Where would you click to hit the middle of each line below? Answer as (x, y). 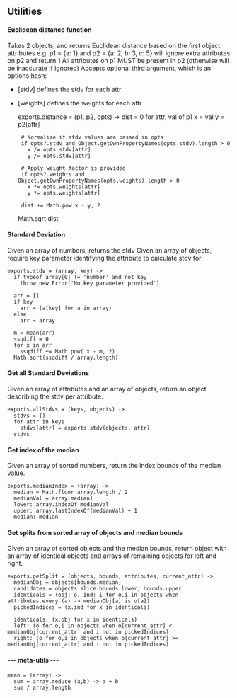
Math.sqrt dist (38, 218)
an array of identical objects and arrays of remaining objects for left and (112, 556)
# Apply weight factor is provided (73, 168)
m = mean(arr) (34, 333)
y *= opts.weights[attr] (64, 193)
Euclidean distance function (50, 29)
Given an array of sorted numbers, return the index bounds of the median (114, 466)
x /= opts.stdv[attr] (59, 149)
